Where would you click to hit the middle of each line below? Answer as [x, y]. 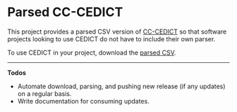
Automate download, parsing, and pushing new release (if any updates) [121, 86]
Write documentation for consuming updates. [83, 101]
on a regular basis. [44, 93]
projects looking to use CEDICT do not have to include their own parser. [111, 38]
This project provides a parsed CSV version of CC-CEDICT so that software [117, 31]
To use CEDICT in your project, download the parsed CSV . [92, 52]
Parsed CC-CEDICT [65, 12]
